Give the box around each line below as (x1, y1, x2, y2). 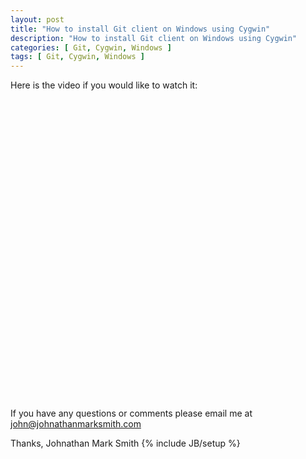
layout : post (10, 14, 65, 25)
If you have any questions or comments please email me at (10, 407, 253, 420)
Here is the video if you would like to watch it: (10, 79, 198, 91)
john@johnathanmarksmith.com (10, 418, 142, 430)
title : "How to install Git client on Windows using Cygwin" (10, 24, 271, 34)
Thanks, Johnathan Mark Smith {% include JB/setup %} (10, 437, 241, 450)
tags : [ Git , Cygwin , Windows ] (10, 52, 145, 62)
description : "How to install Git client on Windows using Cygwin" (10, 33, 298, 43)
